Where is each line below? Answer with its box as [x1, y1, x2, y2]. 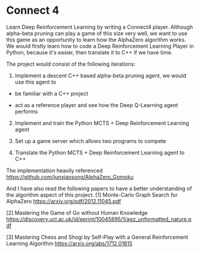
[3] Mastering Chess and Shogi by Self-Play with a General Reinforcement [6, 233, 189, 240]
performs [14, 108, 38, 115]
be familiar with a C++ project [14, 90, 88, 97]
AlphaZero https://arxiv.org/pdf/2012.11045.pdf [6, 197, 121, 205]
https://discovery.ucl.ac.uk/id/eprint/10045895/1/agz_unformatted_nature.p [6, 215, 192, 222]
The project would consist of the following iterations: [6, 60, 136, 68]
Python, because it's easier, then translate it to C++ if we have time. [6, 48, 173, 56]
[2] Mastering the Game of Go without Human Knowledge [6, 209, 148, 216]
